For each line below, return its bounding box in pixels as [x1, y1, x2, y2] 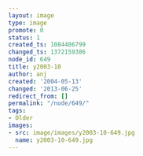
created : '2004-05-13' [8, 77, 82, 85]
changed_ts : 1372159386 [8, 48, 86, 56]
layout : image [8, 11, 55, 20]
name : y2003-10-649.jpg [15, 136, 93, 144]
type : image [8, 19, 47, 27]
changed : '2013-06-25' [8, 84, 82, 93]
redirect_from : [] [8, 92, 68, 100]
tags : [8, 107, 26, 115]
